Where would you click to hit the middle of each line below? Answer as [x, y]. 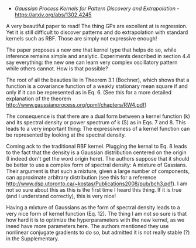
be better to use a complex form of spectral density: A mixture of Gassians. [97, 165]
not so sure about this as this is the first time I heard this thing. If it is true [94, 190]
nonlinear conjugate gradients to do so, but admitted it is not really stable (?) [98, 232]
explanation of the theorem [39, 98]
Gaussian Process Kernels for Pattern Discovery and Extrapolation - [97, 9]
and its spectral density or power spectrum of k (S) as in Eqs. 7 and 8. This [96, 122]
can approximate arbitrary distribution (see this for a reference [81, 177]
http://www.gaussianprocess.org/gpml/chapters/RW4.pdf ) [76, 105]
